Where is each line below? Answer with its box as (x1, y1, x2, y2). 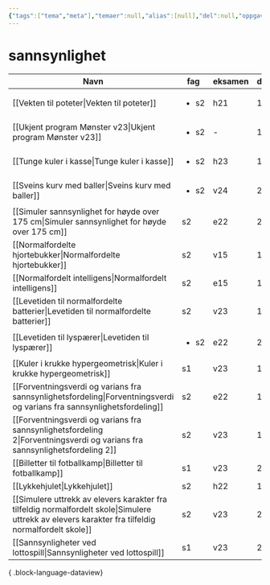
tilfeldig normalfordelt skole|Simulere (12, 504, 152, 515)
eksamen (212, 76, 249, 87)
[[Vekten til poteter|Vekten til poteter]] (12, 97, 157, 109)
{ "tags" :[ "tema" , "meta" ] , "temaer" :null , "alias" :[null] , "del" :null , (8, 11, 239, 20)
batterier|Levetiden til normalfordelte (12, 305, 151, 316)
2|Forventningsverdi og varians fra (12, 434, 143, 445)
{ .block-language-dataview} (8, 567, 104, 577)
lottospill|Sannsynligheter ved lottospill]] (12, 546, 165, 558)
